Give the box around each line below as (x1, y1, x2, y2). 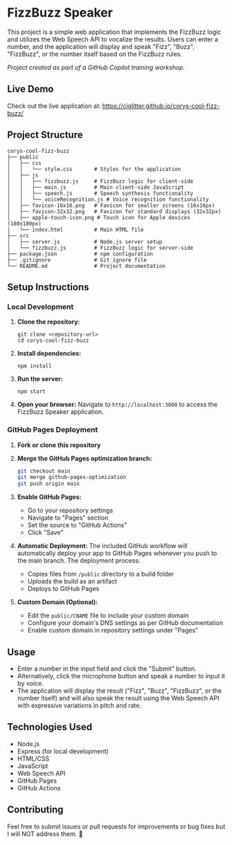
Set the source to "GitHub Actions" (27, 521, 127, 529)
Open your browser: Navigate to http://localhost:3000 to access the (17, 400, 218, 409)
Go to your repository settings (27, 507, 114, 515)
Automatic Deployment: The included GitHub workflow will (17, 542, 188, 550)
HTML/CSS (17, 754, 50, 763)
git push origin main (17, 480, 80, 487)
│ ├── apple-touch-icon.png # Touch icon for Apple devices (7, 214, 190, 221)
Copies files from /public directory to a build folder (27, 570, 175, 579)
